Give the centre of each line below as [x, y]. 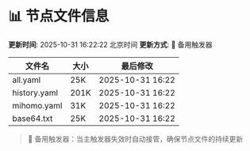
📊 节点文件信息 [59, 16]
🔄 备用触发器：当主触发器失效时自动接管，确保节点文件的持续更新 [135, 138]
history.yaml [35, 92]
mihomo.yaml [37, 105]
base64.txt [33, 118]
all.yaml [27, 80]
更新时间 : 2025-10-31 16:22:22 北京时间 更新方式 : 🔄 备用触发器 [110, 44]
